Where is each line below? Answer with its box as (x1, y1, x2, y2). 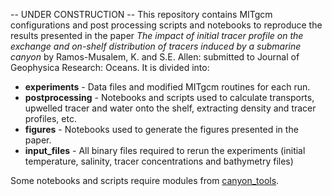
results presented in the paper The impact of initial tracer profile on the (10, 30, 304, 41)
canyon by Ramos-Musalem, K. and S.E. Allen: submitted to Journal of (10, 51, 300, 63)
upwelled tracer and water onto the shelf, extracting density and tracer (24, 102, 317, 114)
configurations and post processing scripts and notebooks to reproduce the (10, 19, 323, 31)
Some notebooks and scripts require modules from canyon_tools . (10, 175, 280, 186)
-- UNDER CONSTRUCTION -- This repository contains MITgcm (10, 9, 273, 20)
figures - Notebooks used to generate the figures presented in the (24, 124, 299, 135)
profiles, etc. (24, 113, 77, 124)
